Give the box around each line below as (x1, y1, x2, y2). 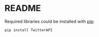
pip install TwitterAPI (4, 28, 53, 32)
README (4, 3, 41, 14)
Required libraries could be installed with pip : (4, 18, 95, 24)
